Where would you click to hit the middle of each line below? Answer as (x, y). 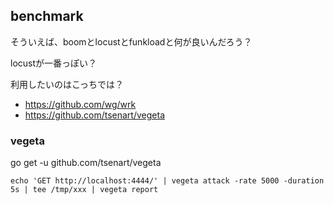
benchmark (47, 16)
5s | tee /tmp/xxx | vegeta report (84, 190)
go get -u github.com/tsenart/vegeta (86, 163)
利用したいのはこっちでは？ (67, 84)
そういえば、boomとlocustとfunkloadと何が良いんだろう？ (131, 41)
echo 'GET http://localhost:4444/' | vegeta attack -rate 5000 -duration (167, 181)
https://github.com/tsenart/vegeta (94, 115)
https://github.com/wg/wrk (80, 104)
